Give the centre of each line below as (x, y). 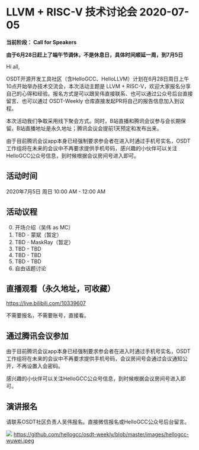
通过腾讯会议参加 (37, 336)
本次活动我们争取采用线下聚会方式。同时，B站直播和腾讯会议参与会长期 (94, 121)
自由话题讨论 (30, 268)
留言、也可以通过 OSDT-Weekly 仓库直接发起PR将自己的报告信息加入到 (93, 101)
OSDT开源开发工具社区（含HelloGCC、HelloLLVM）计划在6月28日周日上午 (98, 79)
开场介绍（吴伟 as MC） (44, 227)
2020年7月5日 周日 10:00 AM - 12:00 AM (56, 191)
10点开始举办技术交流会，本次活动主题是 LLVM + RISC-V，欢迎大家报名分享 (99, 86)
